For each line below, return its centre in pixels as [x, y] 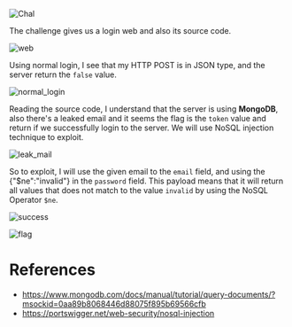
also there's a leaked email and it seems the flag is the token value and [138, 118]
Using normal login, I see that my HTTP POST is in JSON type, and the [137, 65]
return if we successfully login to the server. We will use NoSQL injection [142, 128]
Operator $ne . [34, 200]
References [52, 270]
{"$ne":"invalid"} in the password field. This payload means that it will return [146, 181]
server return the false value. [63, 74]
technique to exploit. [46, 137]
